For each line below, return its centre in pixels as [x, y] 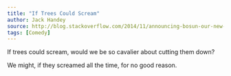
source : [18, 26]
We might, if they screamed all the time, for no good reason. [92, 65]
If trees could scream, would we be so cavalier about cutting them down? [111, 52]
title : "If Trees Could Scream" [53, 13]
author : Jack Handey [37, 20]
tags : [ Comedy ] [29, 33]
